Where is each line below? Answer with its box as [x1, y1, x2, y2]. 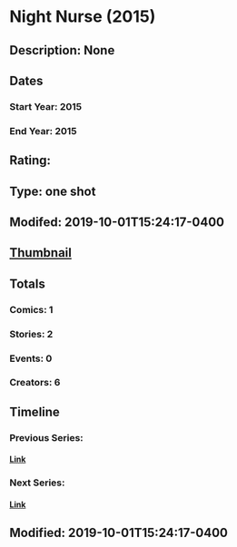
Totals [9, 276, 45, 291]
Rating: [9, 152, 52, 169]
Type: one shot [9, 183, 96, 199]
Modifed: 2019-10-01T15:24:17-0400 [9, 214, 225, 230]
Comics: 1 [9, 303, 54, 316]
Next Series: [9, 476, 65, 489]
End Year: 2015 [9, 124, 77, 137]
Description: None [9, 43, 115, 58]
